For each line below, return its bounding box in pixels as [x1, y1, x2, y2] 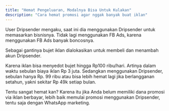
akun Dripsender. [5, 52, 42, 59]
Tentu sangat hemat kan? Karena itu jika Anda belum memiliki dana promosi [5, 88, 165, 95]
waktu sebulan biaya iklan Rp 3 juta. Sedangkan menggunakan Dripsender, [5, 68, 163, 74]
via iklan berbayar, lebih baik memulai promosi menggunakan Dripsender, [5, 94, 160, 100]
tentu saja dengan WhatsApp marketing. [5, 99, 91, 105]
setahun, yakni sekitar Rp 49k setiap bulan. [5, 79, 96, 85]
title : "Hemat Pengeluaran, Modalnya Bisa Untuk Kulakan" [5, 7, 132, 13]
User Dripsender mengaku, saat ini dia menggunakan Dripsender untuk [5, 26, 156, 32]
